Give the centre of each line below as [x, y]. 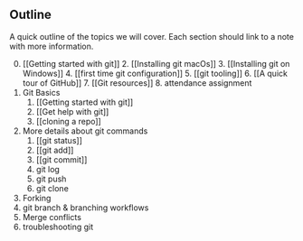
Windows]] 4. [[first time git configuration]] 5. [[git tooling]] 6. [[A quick [155, 73]
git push [51, 179]
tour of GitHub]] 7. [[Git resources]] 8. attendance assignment [137, 83]
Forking [37, 198]
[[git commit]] [62, 159]
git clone [52, 188]
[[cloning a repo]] [68, 121]
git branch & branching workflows [85, 208]
